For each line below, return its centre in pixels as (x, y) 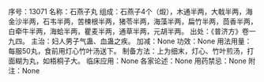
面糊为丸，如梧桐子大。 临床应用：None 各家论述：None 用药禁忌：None (127, 61)
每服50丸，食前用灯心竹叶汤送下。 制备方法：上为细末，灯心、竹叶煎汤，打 (131, 51)
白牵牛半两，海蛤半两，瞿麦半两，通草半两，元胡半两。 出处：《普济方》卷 (128, 31)
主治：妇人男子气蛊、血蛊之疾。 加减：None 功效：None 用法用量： (141, 41)
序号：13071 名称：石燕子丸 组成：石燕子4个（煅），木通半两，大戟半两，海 (130, 11)
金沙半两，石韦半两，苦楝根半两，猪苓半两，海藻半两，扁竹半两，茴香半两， (133, 21)
